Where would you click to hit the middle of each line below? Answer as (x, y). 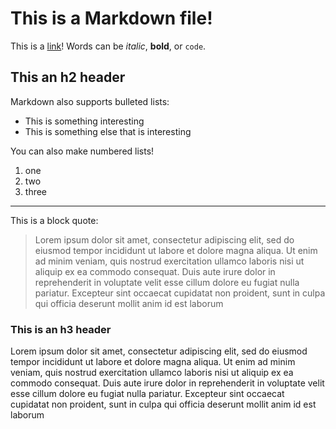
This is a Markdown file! (111, 18)
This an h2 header (68, 77)
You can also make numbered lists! (82, 151)
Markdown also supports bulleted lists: (90, 101)
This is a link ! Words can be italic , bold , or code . (108, 46)
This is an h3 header (61, 329)
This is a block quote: (54, 220)
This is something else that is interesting (108, 131)
